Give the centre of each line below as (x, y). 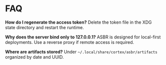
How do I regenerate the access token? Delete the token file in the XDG (79, 22)
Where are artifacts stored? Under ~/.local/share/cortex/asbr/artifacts (81, 52)
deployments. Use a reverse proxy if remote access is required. (70, 42)
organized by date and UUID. (35, 57)
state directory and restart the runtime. (44, 27)
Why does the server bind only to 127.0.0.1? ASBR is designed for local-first (83, 37)
